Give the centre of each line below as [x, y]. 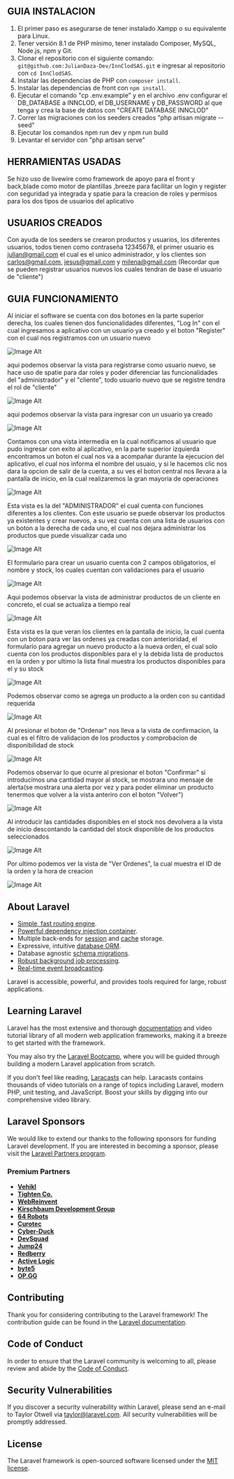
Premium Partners [39, 1171]
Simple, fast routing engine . [57, 924]
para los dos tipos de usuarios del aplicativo [71, 201]
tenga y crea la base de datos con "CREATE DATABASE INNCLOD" [113, 110]
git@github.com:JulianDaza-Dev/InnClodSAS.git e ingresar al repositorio [121, 65]
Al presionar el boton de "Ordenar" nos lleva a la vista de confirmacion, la [113, 731]
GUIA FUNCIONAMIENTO [63, 299]
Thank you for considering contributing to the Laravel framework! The [108, 1315]
